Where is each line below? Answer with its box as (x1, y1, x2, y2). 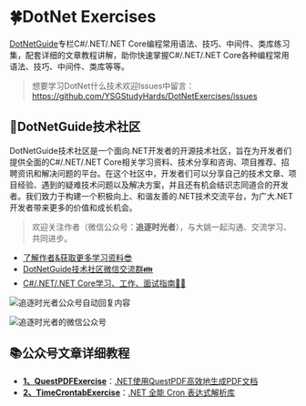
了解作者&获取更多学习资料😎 (22, 252, 133, 263)
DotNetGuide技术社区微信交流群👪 (22, 263, 154, 274)
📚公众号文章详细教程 (9, 346, 130, 361)
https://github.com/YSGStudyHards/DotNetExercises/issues (31, 90, 258, 101)
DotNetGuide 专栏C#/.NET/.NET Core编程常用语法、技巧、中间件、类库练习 (9, 38, 291, 49)
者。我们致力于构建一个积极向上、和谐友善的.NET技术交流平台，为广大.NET (9, 190, 294, 201)
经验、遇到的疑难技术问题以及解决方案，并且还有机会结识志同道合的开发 (16, 179, 289, 190)
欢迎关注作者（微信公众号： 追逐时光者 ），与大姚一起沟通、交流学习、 (31, 221, 291, 232)
